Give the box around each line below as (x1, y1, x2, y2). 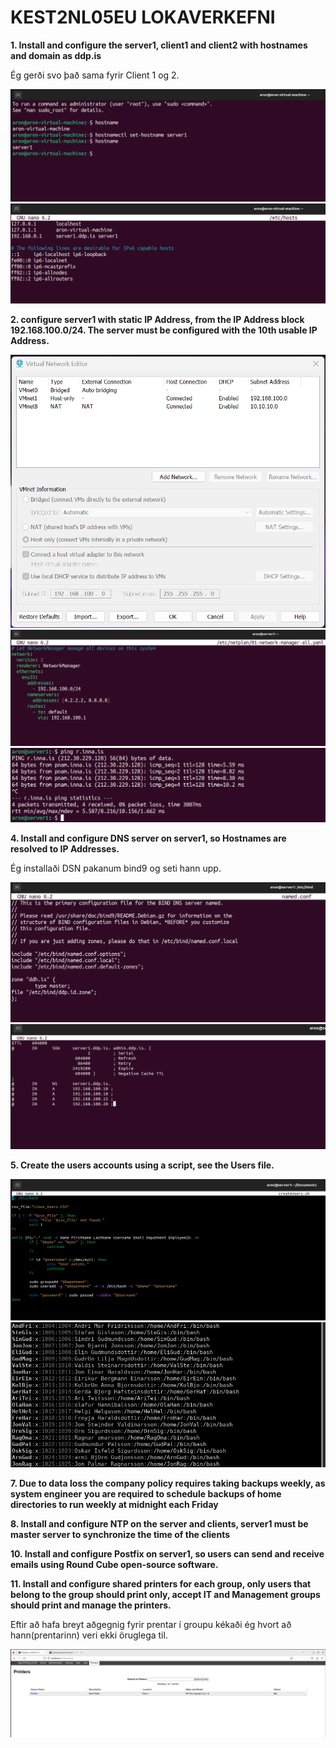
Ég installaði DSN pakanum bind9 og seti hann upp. (10, 862, 222, 874)
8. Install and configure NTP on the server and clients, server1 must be (10, 1518, 309, 1530)
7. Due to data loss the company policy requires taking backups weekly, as (10, 1477, 326, 1490)
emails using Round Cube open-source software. (10, 1559, 219, 1571)
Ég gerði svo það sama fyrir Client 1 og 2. (10, 69, 180, 81)
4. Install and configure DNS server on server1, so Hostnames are (10, 832, 287, 844)
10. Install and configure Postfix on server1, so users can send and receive (10, 1548, 325, 1560)
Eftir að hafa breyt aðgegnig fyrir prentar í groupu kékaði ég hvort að (10, 1619, 292, 1631)
